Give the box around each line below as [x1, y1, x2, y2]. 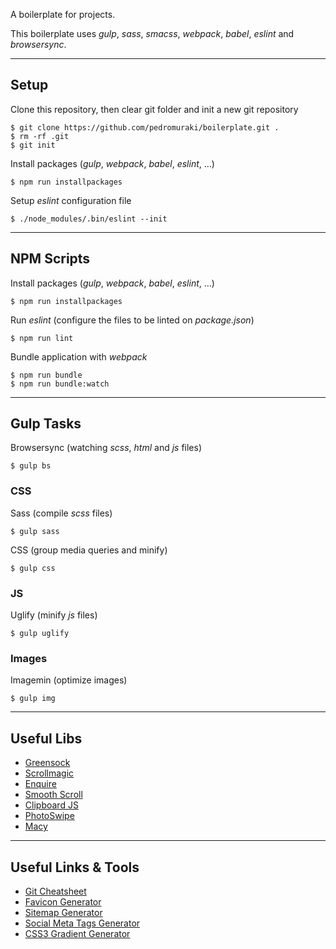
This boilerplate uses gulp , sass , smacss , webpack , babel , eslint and [10, 28, 295, 39]
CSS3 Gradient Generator [24, 927, 131, 939]
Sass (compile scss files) [10, 507, 113, 519]
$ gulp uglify [10, 629, 70, 639]
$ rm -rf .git [10, 131, 70, 141]
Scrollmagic [24, 767, 75, 779]
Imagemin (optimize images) [10, 674, 128, 686]
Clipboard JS [24, 799, 79, 811]
